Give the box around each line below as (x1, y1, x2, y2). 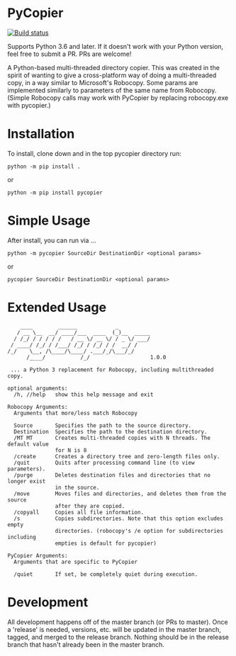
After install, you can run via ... (7, 236, 96, 244)
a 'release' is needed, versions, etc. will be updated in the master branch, (7, 625, 222, 633)
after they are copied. (55, 502, 125, 509)
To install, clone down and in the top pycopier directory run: (7, 149, 182, 157)
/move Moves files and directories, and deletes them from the (13, 490, 227, 497)
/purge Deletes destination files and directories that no (13, 471, 211, 479)
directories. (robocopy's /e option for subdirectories (55, 527, 223, 534)
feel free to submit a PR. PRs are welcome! (7, 50, 132, 58)
